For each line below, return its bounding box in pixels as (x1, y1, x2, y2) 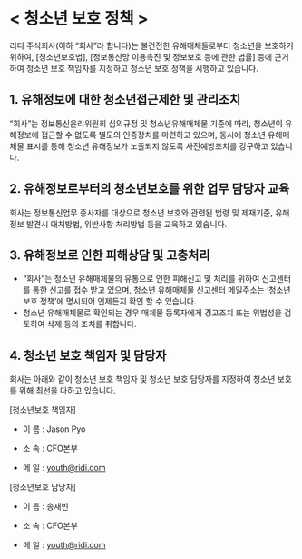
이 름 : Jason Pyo (22, 424, 86, 434)
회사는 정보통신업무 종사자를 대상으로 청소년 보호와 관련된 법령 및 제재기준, (9, 206, 274, 218)
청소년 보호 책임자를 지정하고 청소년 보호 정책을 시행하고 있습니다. (25, 63, 258, 74)
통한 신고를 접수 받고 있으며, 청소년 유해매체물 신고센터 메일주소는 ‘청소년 (32, 284, 291, 295)
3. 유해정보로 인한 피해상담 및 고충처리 (9, 247, 210, 263)
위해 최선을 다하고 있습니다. (18, 385, 116, 396)
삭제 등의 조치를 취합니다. (46, 319, 137, 330)
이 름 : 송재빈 (22, 501, 70, 512)
